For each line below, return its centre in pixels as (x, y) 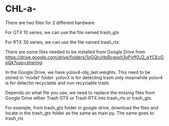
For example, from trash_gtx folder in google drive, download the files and (82, 107)
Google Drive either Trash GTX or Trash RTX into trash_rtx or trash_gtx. (79, 98)
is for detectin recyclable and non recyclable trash (57, 83)
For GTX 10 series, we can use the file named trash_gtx (62, 32)
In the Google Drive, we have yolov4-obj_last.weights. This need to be (78, 72)
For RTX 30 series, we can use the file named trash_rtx (62, 42)
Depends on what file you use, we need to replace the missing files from (80, 92)
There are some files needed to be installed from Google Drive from (75, 52)
